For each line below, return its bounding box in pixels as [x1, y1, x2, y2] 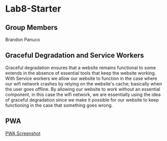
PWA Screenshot [5, 130, 40, 136]
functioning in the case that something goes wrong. [5, 102, 113, 108]
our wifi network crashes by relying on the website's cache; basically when [5, 80, 162, 86]
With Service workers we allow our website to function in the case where [5, 75, 158, 81]
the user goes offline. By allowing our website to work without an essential [5, 86, 160, 92]
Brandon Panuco [5, 36, 40, 42]
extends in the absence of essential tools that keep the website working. [5, 70, 156, 76]
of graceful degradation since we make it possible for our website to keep [5, 97, 159, 103]
